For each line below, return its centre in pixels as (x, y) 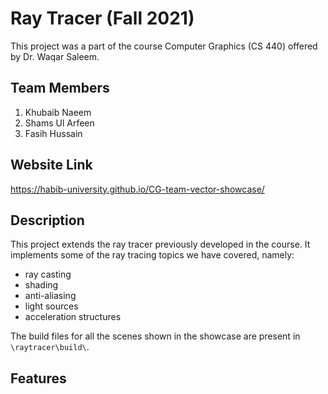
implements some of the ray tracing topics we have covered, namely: (152, 255)
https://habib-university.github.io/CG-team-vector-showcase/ (137, 189)
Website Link (51, 165)
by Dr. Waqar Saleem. (55, 56)
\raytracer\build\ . (50, 347)
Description (47, 220)
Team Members (60, 88)
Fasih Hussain (53, 133)
